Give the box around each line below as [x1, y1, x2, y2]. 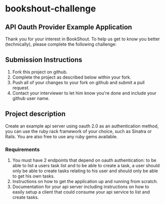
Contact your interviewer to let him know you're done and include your [12, 90, 157, 96]
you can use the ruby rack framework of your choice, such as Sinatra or [5, 128, 152, 134]
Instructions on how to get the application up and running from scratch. [12, 178, 158, 184]
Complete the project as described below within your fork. [12, 74, 131, 80]
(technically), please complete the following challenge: [5, 41, 117, 47]
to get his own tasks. [12, 173, 55, 179]
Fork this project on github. [12, 69, 68, 75]
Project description [5, 110, 66, 118]
